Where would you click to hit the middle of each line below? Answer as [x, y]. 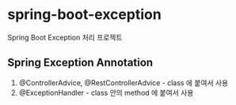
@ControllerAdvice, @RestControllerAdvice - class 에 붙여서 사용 [124, 82]
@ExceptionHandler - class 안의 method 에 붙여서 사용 [106, 92]
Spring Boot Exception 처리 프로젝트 [65, 37]
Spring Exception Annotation [80, 63]
